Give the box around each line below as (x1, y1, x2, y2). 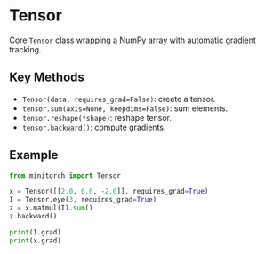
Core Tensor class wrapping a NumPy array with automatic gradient (9, 35, 256, 45)
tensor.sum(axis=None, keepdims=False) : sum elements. (21, 103, 229, 114)
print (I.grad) (9, 227, 62, 236)
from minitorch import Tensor (9, 171, 122, 180)
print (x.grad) (9, 236, 62, 245)
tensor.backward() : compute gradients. (21, 122, 166, 132)
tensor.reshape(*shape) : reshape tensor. (21, 112, 172, 123)
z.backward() (9, 212, 58, 221)
